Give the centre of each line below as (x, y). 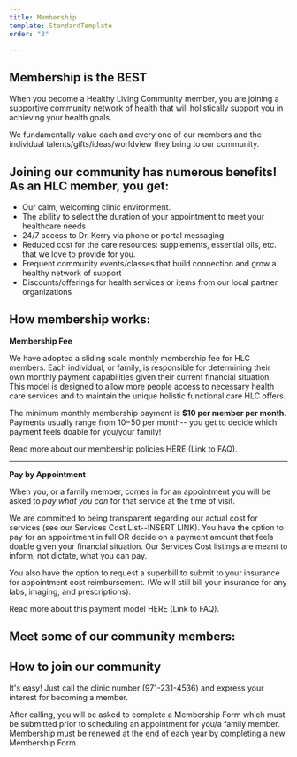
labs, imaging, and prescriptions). (70, 591)
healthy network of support (72, 273)
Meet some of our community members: (122, 637)
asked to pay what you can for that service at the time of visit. (122, 500)
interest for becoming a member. (69, 698)
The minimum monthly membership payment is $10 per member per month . (148, 413)
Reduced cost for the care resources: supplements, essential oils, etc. (149, 245)
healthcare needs (54, 226)
